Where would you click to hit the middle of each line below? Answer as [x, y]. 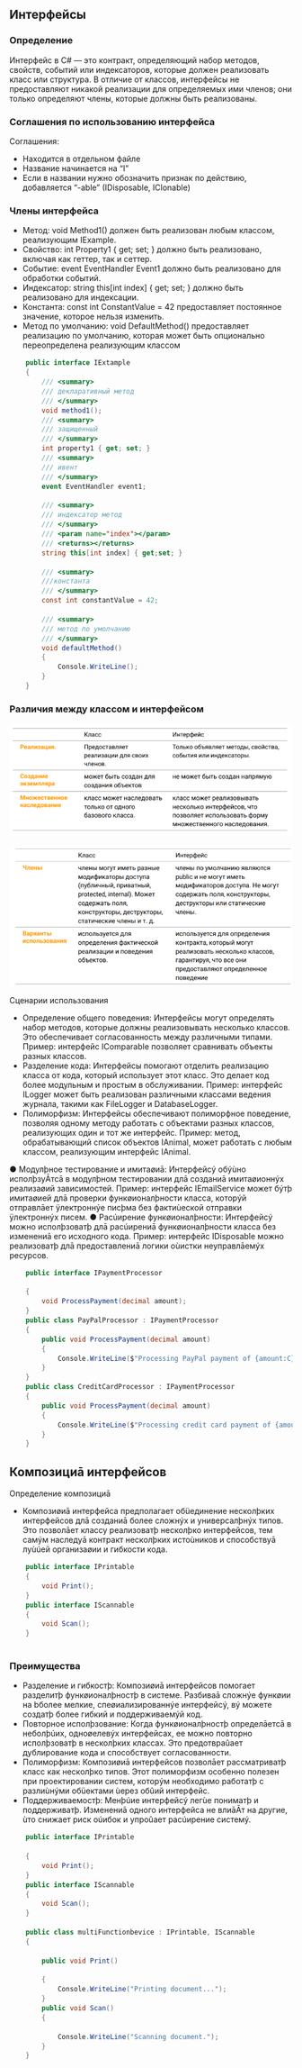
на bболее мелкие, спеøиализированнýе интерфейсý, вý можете [147, 1705]
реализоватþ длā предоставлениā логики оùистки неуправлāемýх [137, 1246]
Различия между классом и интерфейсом [107, 709]
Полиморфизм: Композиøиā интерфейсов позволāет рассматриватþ [154, 1762]
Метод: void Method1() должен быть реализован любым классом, [148, 231]
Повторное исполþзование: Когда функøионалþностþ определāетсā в [157, 1724]
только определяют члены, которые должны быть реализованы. [133, 98]
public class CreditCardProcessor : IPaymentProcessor [130, 1387]
